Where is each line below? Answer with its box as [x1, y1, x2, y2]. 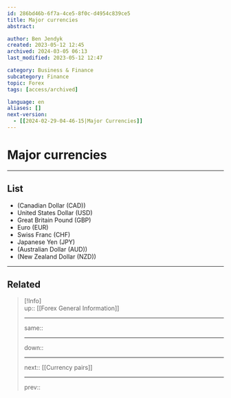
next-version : [7, 111, 48, 118]
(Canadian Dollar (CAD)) [16, 201, 86, 210]
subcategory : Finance [7, 73, 69, 80]
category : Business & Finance [7, 67, 94, 74]
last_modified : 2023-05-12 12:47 [7, 54, 103, 62]
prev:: [23, 383, 41, 392]
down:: [23, 344, 44, 352]
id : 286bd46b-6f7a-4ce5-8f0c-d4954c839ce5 [7, 10, 131, 17]
